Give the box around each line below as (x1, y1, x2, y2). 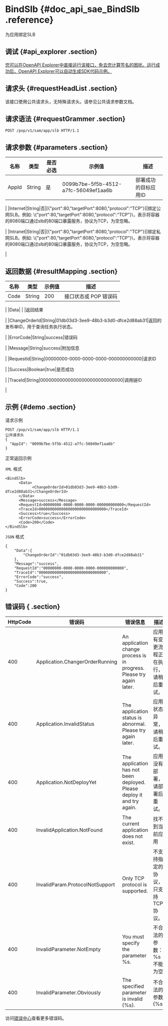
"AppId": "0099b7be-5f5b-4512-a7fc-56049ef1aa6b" (9, 441, 115, 446)
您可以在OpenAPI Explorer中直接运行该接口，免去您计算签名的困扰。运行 (5, 62, 156, 68)
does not (122, 833, 143, 840)
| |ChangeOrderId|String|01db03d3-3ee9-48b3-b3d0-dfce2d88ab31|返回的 (5, 317, 162, 323)
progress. (122, 664, 145, 671)
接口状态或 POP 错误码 (64, 293, 117, 300)
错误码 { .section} (5, 603, 60, 611)
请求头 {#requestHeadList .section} (5, 84, 117, 93)
